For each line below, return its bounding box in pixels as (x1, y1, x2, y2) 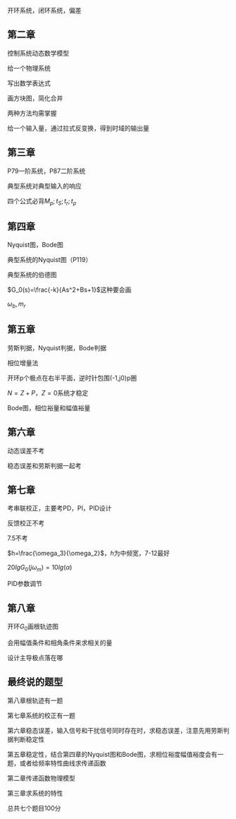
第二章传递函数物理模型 (7, 774, 75, 782)
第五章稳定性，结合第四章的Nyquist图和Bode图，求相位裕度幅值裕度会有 (7, 750, 218, 758)
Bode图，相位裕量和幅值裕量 (7, 403, 91, 412)
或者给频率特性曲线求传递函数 (19, 758, 106, 767)
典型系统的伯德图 (7, 270, 57, 279)
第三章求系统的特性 (7, 789, 63, 797)
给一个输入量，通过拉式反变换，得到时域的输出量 (7, 124, 149, 132)
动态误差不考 (7, 446, 44, 455)
